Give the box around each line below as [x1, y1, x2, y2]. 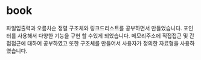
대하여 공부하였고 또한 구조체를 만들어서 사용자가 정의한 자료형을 [27, 39, 179, 47]
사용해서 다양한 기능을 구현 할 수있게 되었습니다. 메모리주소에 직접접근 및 [17, 32, 188, 39]
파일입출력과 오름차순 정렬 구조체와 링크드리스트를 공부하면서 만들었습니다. [6, 24, 182, 32]
